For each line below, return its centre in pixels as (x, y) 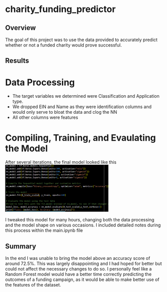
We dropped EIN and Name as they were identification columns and (82, 107)
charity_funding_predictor (61, 9)
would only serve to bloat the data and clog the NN (65, 112)
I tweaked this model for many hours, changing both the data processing (80, 220)
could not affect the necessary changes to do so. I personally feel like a (79, 269)
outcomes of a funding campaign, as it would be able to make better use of (82, 279)
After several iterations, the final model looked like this (61, 162)
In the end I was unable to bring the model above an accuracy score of (78, 258)
